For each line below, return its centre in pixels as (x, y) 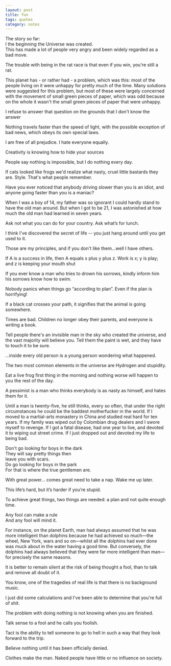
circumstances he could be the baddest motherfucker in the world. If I (79, 412)
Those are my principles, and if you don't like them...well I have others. (80, 248)
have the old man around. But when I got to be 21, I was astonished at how (83, 208)
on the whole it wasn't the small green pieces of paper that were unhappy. (83, 102)
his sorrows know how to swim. (38, 279)
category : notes (22, 24)
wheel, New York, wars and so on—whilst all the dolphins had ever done (81, 541)
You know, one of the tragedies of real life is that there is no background (81, 582)
